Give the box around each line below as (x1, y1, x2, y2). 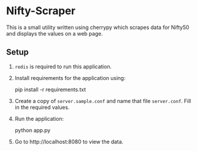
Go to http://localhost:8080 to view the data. (14, 138, 123, 145)
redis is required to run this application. (14, 63, 112, 70)
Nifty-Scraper (6, 4, 76, 18)
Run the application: (14, 115, 64, 122)
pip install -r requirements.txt (14, 86, 86, 93)
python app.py (14, 126, 50, 134)
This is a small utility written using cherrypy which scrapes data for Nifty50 (6, 24, 190, 31)
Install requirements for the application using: (14, 74, 126, 81)
